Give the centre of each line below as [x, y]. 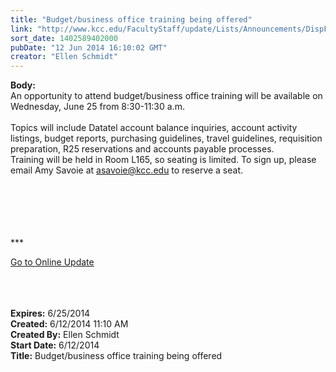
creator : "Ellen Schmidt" [64, 57]
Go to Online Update [52, 262]
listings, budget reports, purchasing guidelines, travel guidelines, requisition [166, 138]
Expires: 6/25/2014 [50, 313]
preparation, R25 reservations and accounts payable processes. [142, 149]
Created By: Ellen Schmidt [65, 335]
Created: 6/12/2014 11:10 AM [69, 324]
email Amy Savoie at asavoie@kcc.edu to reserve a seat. [127, 170]
